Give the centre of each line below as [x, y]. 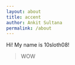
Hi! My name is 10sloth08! [38, 45]
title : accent [24, 17]
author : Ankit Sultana [34, 22]
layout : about [24, 12]
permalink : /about [29, 28]
